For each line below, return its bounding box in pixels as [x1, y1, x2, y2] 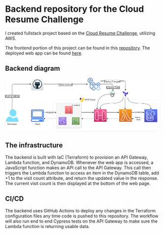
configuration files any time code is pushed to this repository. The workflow [5, 213, 159, 219]
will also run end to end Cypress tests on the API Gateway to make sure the [5, 218, 158, 224]
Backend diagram [5, 64, 60, 73]
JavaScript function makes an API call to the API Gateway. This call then [5, 165, 151, 171]
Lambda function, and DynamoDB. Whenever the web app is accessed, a [5, 159, 154, 165]
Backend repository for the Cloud [5, 3, 144, 15]
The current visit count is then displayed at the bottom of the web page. [5, 180, 151, 186]
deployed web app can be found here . [5, 50, 83, 56]
